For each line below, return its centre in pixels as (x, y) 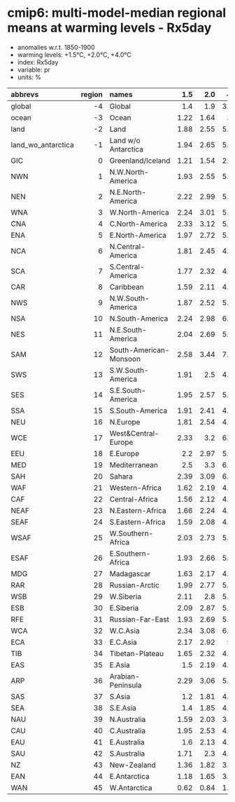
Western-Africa (136, 488)
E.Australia (127, 742)
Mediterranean (134, 465)
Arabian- (124, 676)
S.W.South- (129, 370)
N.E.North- (128, 192)
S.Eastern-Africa (137, 522)
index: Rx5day (38, 62)
